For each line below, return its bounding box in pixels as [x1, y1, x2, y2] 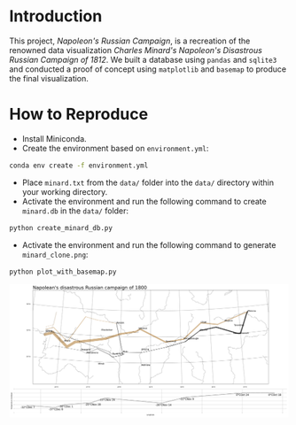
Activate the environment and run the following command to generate [21, 239, 277, 250]
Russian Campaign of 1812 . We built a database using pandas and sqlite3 [9, 54, 277, 65]
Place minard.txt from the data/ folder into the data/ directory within [21, 177, 275, 188]
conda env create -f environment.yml [9, 161, 149, 170]
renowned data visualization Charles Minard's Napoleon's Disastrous [9, 44, 263, 55]
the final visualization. [9, 73, 89, 83]
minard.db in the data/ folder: [21, 205, 129, 216]
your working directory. [21, 186, 108, 197]
